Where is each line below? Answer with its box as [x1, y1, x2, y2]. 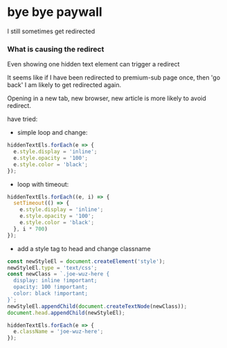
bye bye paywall [7, 4, 102, 20]
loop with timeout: [17, 180, 69, 188]
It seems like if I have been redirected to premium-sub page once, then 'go [7, 73, 221, 82]
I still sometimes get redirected [7, 27, 96, 35]
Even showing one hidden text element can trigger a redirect [7, 60, 180, 68]
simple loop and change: [17, 129, 88, 137]
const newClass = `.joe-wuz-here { [7, 271, 110, 277]
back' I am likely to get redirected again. [7, 81, 122, 89]
